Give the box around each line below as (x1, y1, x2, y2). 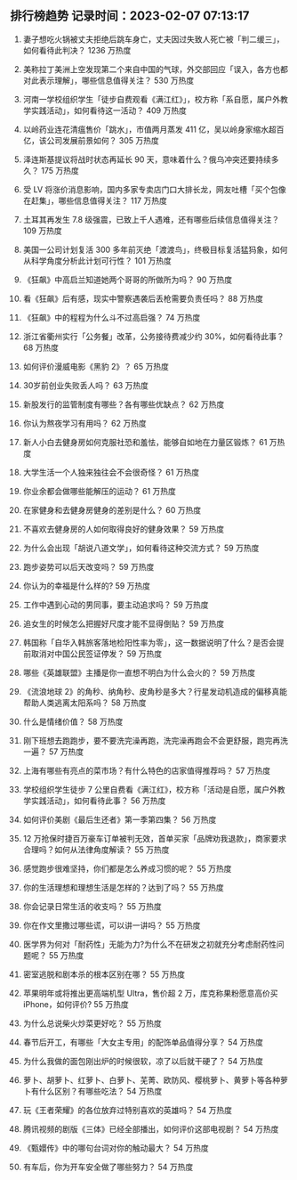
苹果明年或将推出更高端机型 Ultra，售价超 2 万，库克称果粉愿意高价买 (22, 988, 278, 998)
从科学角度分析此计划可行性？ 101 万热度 (22, 255, 172, 265)
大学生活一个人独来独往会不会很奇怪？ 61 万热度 (22, 467, 200, 477)
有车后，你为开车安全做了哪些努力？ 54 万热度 (22, 1161, 194, 1172)
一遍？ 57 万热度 (22, 746, 84, 757)
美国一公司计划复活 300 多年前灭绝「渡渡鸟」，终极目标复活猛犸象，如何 (22, 244, 288, 255)
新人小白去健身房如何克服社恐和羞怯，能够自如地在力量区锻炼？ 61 (22, 436, 268, 447)
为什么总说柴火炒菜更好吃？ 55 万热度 (22, 1018, 163, 1029)
